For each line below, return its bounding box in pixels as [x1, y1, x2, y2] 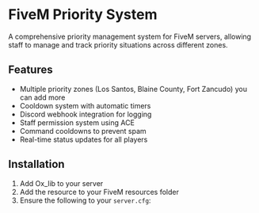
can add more [19, 93, 66, 102]
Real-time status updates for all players [19, 135, 148, 144]
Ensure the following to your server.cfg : [19, 196, 151, 205]
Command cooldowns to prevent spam [19, 126, 147, 135]
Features [8, 63, 53, 77]
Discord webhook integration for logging [19, 109, 152, 119]
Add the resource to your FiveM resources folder [19, 187, 180, 196]
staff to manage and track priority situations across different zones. [8, 40, 228, 49]
